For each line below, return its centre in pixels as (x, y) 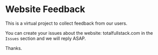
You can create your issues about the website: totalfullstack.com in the (79, 33)
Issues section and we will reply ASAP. (46, 38)
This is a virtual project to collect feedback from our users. (66, 23)
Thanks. (14, 48)
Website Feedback (45, 9)
